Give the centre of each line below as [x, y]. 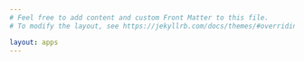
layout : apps [34, 42]
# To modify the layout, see [64, 26]
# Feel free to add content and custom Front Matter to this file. [139, 17]
